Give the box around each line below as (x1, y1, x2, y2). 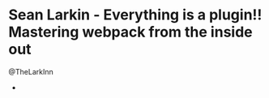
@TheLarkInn (8, 66, 54, 76)
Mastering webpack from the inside (8, 23, 253, 41)
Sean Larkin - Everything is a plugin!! (8, 6, 263, 24)
